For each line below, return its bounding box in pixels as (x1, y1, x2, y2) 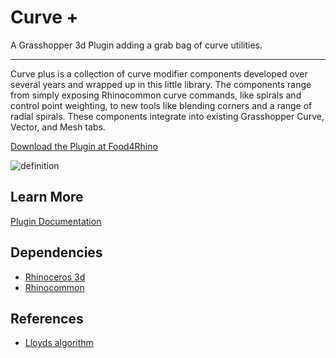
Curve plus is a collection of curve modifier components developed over (10, 67, 308, 80)
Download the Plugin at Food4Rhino (10, 140, 158, 152)
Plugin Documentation (10, 215, 102, 227)
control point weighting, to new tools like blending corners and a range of (10, 99, 313, 111)
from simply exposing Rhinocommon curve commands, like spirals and (10, 89, 302, 101)
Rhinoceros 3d (24, 271, 86, 283)
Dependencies (10, 244, 103, 261)
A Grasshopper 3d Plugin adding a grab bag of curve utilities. (10, 39, 263, 51)
